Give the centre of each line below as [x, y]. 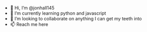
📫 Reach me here [29, 24]
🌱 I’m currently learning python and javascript [58, 13]
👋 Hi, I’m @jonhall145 [32, 8]
